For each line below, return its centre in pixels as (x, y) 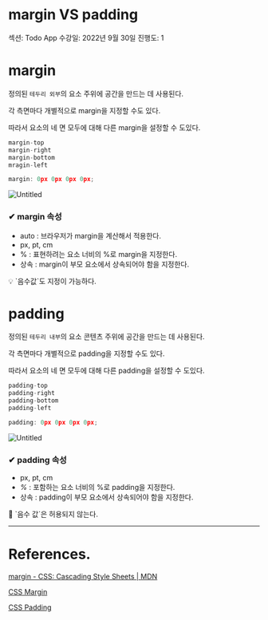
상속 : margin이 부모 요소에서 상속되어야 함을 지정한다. (104, 264)
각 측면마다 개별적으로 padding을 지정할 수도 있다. (87, 353)
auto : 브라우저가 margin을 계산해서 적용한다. (91, 235)
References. (49, 554)
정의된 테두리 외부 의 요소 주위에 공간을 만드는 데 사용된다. (96, 93)
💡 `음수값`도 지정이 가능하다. (53, 281)
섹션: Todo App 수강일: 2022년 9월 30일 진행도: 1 (86, 38)
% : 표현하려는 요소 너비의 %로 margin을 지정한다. (99, 254)
